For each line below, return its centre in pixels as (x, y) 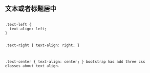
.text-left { (18, 24)
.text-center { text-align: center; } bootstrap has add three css (75, 62)
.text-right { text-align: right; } (42, 45)
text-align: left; (28, 29)
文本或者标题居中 (31, 9)
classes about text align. (32, 66)
